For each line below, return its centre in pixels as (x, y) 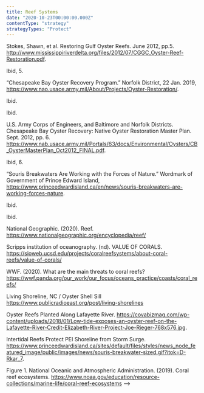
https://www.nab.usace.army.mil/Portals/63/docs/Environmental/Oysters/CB (102, 144)
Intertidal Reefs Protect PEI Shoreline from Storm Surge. (76, 339)
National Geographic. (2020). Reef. (50, 229)
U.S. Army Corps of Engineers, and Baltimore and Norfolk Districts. (90, 125)
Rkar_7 (15, 359)
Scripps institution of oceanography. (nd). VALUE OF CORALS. (84, 247)
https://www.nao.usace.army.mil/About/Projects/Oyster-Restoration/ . (93, 89)
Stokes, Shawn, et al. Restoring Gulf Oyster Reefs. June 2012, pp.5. (90, 46)
